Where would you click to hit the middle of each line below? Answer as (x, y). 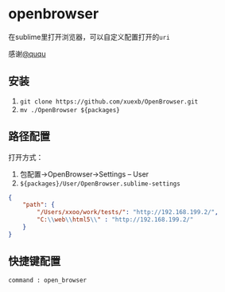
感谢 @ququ (27, 53)
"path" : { (39, 205)
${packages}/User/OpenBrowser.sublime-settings (100, 184)
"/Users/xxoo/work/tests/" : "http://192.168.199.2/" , (128, 212)
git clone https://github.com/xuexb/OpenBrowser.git (109, 101)
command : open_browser (48, 280)
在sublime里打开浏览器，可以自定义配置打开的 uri (89, 37)
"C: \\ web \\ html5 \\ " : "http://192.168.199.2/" (115, 220)
